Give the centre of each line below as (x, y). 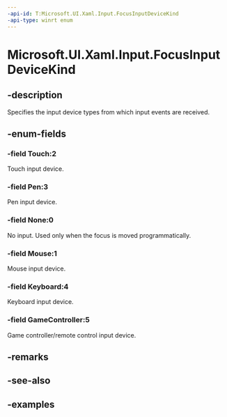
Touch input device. (36, 169)
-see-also (29, 381)
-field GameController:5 (49, 320)
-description (35, 95)
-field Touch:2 (32, 153)
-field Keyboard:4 (38, 287)
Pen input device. (32, 202)
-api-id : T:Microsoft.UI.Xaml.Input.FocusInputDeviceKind (93, 14)
